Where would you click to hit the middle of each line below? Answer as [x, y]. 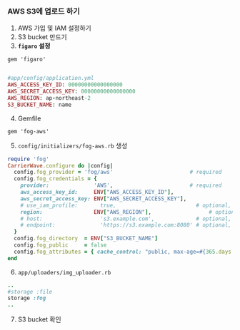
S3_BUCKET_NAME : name [40, 105]
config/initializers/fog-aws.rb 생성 [72, 145]
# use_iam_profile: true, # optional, [126, 205]
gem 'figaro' [27, 60]
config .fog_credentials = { [56, 179]
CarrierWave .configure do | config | [60, 165]
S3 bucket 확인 [40, 319]
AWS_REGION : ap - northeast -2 [49, 98]
